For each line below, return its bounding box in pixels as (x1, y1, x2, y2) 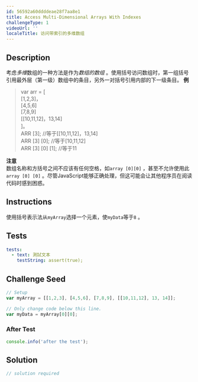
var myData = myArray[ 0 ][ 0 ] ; (6, 311, 78, 317)
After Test (6, 325, 35, 334)
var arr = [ (20, 88, 46, 95)
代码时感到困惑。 (6, 179, 48, 186)
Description (6, 53, 50, 63)
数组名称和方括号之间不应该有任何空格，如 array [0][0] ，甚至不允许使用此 (6, 164, 190, 171)
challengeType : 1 (6, 20, 49, 25)
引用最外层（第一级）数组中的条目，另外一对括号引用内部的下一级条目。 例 (6, 76, 189, 83)
